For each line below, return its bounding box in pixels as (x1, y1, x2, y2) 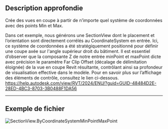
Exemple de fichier (5, 104, 65, 113)
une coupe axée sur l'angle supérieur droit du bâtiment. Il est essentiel (5, 48, 150, 54)
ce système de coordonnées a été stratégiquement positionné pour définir (5, 42, 158, 49)
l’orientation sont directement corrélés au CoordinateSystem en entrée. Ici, (5, 37, 159, 43)
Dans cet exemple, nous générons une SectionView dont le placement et (5, 32, 155, 38)
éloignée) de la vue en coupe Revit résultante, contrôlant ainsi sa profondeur (5, 64, 163, 70)
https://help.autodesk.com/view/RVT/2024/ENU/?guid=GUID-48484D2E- (5, 80, 156, 86)
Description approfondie (5, 4, 83, 12)
